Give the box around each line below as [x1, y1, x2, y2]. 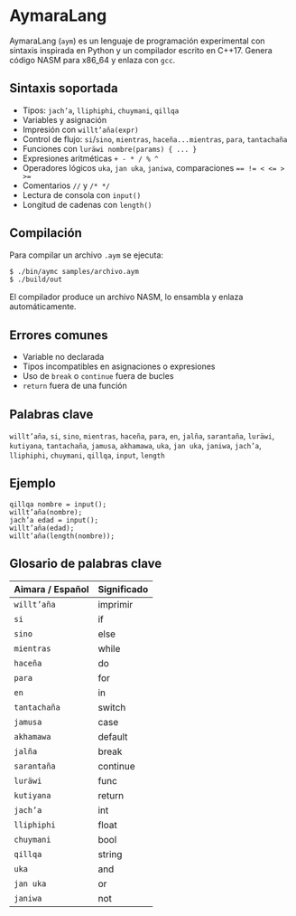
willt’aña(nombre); [9, 507, 83, 516]
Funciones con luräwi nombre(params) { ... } [22, 143, 197, 154]
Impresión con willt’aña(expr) [22, 124, 139, 135]
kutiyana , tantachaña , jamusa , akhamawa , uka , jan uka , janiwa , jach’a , [9, 439, 262, 450]
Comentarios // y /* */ [22, 180, 111, 191]
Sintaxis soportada [9, 80, 119, 96]
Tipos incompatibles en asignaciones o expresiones [22, 361, 216, 372]
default [97, 730, 128, 742]
